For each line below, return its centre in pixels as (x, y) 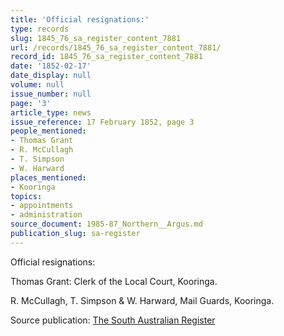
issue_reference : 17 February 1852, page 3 (102, 122)
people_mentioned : (48, 131)
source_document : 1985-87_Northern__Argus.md (106, 224)
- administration (46, 215)
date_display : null (51, 76)
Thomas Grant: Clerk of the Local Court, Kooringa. (114, 281)
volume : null (37, 85)
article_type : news (51, 112)
